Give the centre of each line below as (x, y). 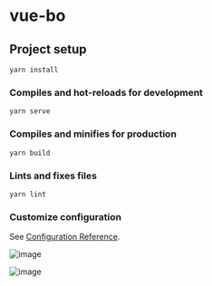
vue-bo (38, 16)
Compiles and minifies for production (93, 134)
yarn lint (28, 194)
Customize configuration (66, 216)
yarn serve (30, 111)
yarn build (30, 153)
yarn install (34, 70)
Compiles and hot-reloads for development (106, 92)
